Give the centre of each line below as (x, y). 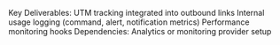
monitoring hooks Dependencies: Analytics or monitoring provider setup (140, 31)
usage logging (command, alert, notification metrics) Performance (129, 22)
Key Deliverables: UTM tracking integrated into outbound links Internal (136, 13)
